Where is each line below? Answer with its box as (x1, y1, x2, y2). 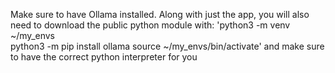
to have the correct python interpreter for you (10, 51, 198, 63)
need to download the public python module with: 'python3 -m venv (10, 19, 291, 31)
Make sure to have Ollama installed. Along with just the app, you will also (10, 9, 310, 20)
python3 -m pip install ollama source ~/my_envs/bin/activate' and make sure (10, 40, 325, 52)
